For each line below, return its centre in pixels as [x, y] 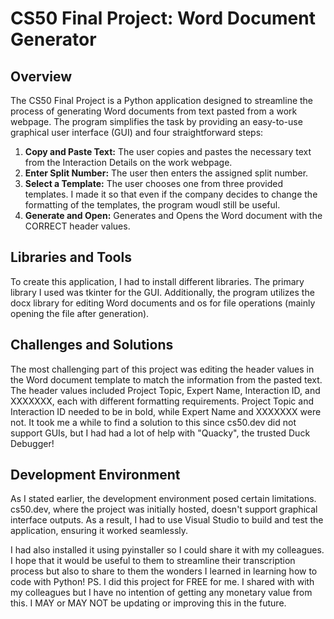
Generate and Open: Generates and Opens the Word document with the [173, 215]
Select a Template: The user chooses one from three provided [154, 183]
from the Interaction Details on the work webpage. [128, 162]
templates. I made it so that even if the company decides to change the [171, 194]
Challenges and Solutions [92, 345]
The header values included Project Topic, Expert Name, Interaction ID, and [165, 390]
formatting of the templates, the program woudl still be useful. [152, 205]
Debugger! [32, 443]
